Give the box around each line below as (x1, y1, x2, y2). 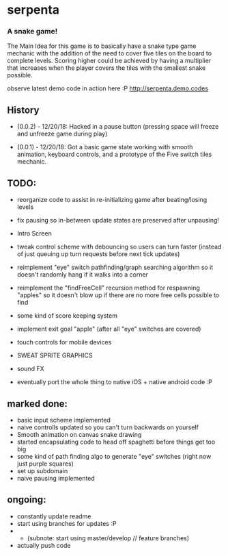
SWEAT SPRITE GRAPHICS (16, 351, 93, 359)
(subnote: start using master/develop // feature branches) (27, 533, 190, 542)
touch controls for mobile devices (16, 338, 112, 346)
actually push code (16, 541, 71, 549)
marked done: (7, 398, 68, 409)
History (7, 104, 40, 116)
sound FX (16, 365, 44, 373)
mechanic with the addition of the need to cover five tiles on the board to (7, 49, 212, 58)
